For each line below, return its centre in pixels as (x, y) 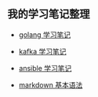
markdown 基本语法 (51, 84)
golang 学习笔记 (45, 35)
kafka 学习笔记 (43, 51)
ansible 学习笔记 (45, 68)
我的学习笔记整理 (49, 14)
